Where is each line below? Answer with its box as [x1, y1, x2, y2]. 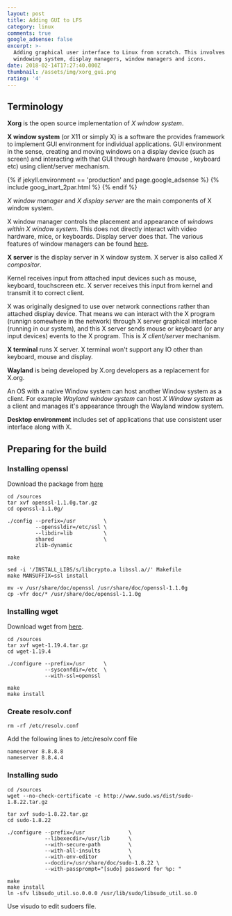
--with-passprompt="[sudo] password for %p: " [44, 865, 182, 872]
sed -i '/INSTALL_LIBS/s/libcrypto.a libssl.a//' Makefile [7, 566, 182, 573]
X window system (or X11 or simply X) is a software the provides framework [7, 133, 225, 141]
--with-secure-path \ [44, 841, 132, 848]
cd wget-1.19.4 [7, 648, 51, 655]
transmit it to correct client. [7, 289, 85, 297]
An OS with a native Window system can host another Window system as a [7, 387, 222, 395]
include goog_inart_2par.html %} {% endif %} [7, 183, 138, 191]
